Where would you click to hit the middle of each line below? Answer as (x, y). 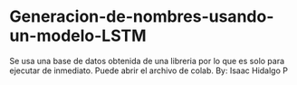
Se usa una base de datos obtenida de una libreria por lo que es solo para (147, 61)
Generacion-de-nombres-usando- (142, 17)
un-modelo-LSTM (78, 36)
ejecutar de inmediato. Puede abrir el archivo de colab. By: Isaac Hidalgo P (148, 71)
